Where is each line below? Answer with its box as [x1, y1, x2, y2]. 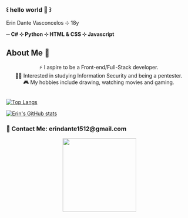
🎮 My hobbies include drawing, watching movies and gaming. [23, 79, 174, 86]
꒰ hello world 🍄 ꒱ [6, 5, 52, 14]
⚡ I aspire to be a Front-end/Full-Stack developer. [39, 64, 159, 71]
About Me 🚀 [6, 48, 50, 58]
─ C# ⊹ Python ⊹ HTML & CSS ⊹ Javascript [6, 31, 115, 38]
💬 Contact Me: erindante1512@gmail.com [6, 125, 127, 133]
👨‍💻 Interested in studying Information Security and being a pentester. [15, 72, 183, 79]
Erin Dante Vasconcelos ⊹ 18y [6, 19, 79, 26]
